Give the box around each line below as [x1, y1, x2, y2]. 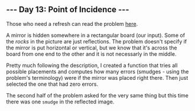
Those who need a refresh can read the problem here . [6, 20, 138, 27]
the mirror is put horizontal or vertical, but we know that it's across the [6, 44, 177, 51]
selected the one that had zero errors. [6, 80, 99, 88]
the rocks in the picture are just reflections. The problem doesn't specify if [6, 38, 187, 45]
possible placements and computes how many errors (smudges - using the [6, 68, 189, 75]
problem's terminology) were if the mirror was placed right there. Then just [6, 74, 188, 81]
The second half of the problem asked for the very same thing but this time [6, 92, 189, 99]
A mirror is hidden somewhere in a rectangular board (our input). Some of [6, 32, 185, 39]
